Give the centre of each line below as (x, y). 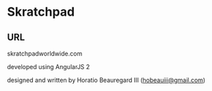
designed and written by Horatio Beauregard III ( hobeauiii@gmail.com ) (106, 80)
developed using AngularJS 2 (49, 67)
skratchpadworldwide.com (45, 53)
